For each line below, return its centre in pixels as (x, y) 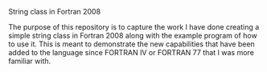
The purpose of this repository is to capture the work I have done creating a (134, 27)
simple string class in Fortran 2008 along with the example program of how (133, 36)
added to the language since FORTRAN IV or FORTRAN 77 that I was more (131, 52)
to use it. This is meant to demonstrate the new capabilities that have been (131, 44)
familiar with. (30, 61)
